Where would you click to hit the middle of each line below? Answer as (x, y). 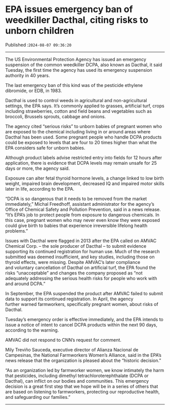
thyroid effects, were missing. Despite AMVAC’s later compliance (73, 262)
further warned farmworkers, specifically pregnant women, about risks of (82, 304)
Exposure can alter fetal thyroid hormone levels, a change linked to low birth (84, 178)
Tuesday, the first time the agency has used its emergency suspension (79, 70)
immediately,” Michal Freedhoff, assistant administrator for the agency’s (80, 204)
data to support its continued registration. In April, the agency (69, 299)
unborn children (40, 31)
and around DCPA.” (25, 284)
